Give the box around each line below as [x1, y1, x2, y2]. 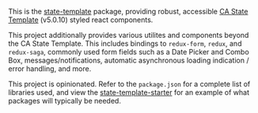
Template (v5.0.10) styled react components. [8, 15, 154, 24]
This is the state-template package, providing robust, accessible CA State [8, 7, 249, 16]
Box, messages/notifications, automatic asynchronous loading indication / [8, 55, 249, 65]
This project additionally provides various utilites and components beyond [8, 31, 249, 40]
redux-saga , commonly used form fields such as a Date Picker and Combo [8, 47, 249, 56]
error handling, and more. [8, 64, 92, 73]
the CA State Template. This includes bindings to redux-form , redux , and [8, 39, 242, 48]
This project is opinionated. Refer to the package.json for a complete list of [8, 79, 251, 89]
